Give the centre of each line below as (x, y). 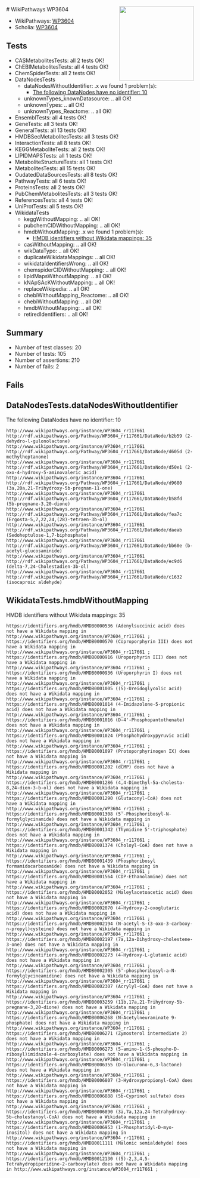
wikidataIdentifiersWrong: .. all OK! (66, 263)
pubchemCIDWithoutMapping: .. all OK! (72, 225)
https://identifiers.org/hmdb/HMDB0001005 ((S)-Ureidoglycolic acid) (94, 688)
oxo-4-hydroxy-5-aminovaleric (44, 472)
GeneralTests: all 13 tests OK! (51, 130)
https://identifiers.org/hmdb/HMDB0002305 (60, 971)
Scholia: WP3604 (36, 27)
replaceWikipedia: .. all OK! (57, 288)
